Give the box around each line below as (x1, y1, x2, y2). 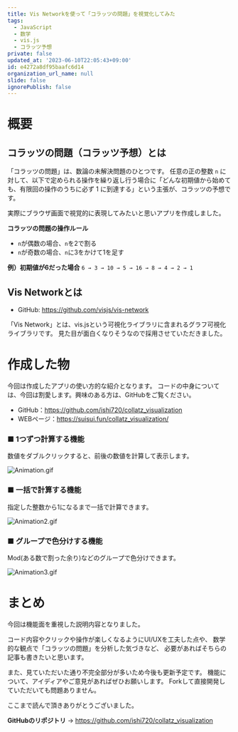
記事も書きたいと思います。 (7, 653, 88, 661)
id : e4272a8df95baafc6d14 (7, 63, 84, 71)
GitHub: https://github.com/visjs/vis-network (17, 306, 149, 314)
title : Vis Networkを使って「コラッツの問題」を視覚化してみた (7, 10, 175, 18)
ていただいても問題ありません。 (7, 686, 101, 694)
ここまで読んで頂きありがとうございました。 (7, 701, 139, 709)
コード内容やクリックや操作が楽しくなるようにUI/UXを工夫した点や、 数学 (7, 635, 226, 644)
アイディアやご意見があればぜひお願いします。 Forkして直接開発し (31, 676, 226, 685)
